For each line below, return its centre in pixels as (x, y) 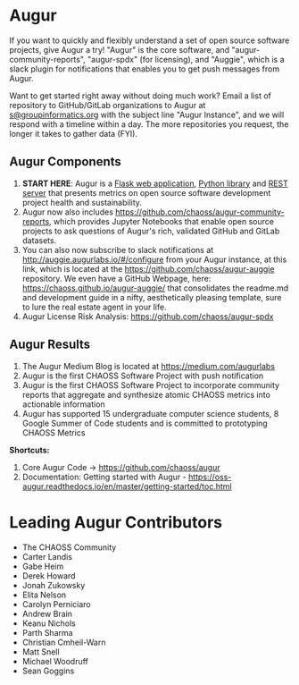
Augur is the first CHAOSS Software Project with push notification (143, 376)
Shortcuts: (29, 450)
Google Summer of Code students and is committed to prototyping (145, 423)
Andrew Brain (47, 613)
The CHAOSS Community (69, 547)
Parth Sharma (47, 632)
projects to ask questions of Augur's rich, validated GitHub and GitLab (151, 231)
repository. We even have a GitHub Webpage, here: (116, 278)
